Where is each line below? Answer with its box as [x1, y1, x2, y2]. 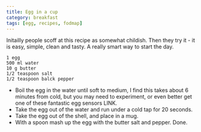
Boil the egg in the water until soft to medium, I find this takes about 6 [15, 87, 189, 94]
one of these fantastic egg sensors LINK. [15, 99, 117, 107]
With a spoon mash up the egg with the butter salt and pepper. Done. [15, 119, 188, 126]
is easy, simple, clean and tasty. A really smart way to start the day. [6, 43, 174, 50]
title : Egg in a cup [6, 8, 59, 15]
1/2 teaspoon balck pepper [6, 76, 74, 82]
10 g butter [6, 65, 36, 71]
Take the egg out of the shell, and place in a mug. [15, 113, 139, 120]
